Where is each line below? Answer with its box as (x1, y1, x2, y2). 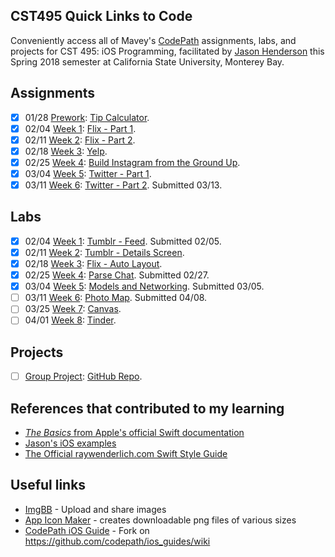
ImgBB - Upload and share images (24, 503, 167, 515)
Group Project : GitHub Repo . (24, 370, 143, 383)
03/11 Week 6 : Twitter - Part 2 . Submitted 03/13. (24, 179, 223, 191)
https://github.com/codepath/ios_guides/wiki (24, 535, 211, 547)
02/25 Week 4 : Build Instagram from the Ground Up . (24, 156, 241, 168)
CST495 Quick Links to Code (10, 8, 193, 25)
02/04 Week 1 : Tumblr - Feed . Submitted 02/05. (24, 235, 222, 247)
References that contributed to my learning (10, 400, 285, 417)
